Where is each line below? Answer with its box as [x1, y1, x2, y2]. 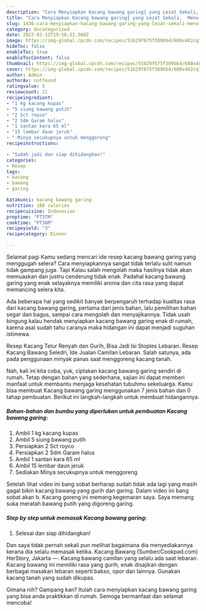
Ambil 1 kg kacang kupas [15, 429, 78, 437]
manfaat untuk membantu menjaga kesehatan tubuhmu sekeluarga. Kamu [6, 380, 193, 387]
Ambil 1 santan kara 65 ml [15, 455, 81, 462]
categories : [6, 157, 37, 163]
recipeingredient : [6, 95, 53, 101]
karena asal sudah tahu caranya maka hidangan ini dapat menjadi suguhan [6, 324, 195, 331]
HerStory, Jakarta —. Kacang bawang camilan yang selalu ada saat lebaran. [6, 554, 198, 562]
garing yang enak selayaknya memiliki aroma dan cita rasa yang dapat [6, 279, 184, 286]
